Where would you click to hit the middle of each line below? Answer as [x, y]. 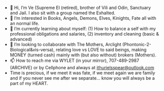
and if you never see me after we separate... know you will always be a [82, 78]
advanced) [21, 39]
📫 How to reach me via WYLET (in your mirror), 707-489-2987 [74, 60]
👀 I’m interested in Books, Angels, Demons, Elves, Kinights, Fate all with [83, 18]
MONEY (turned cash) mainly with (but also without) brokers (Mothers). [83, 55]
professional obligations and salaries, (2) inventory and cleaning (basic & [84, 34]
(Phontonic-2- [137, 44]
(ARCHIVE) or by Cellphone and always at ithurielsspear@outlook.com [82, 68]
